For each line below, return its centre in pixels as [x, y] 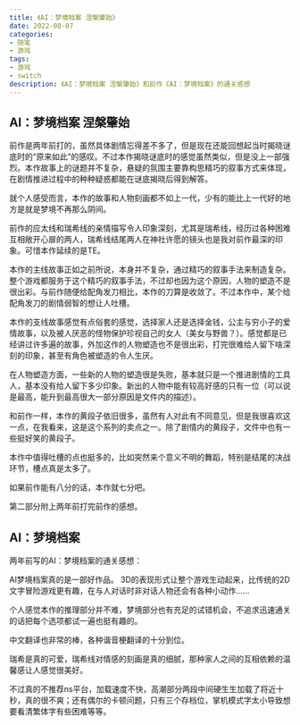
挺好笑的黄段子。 [48, 438]
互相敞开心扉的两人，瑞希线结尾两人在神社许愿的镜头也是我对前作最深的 [142, 240]
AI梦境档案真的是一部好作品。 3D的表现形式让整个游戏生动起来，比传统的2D [150, 580]
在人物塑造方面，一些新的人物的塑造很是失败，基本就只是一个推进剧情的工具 [150, 375]
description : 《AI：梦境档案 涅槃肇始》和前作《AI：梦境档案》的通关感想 [130, 84]
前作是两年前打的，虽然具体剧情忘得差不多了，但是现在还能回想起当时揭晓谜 [150, 146]
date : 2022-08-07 [42, 26]
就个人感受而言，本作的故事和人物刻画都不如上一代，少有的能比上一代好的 [146, 198]
